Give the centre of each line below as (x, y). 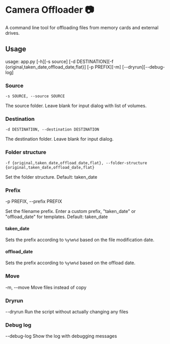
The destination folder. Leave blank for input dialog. (59, 139)
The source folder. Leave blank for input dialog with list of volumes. (76, 106)
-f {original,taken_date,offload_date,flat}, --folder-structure (76, 163)
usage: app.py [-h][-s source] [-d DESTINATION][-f (59, 61)
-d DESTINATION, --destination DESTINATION (52, 130)
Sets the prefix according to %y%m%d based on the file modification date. (80, 240)
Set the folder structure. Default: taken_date (51, 177)
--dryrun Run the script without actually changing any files (67, 311)
